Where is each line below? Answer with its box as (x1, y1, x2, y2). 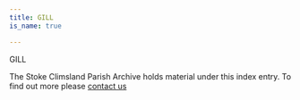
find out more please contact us (9, 80, 127, 91)
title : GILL (9, 12, 54, 22)
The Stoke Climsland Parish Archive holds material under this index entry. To (9, 71, 292, 81)
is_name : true (9, 21, 63, 30)
